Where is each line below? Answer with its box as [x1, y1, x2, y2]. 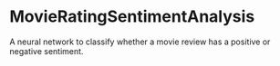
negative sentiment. [9, 45, 84, 56]
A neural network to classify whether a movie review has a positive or [9, 36, 271, 47]
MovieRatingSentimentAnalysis [9, 6, 255, 27]
